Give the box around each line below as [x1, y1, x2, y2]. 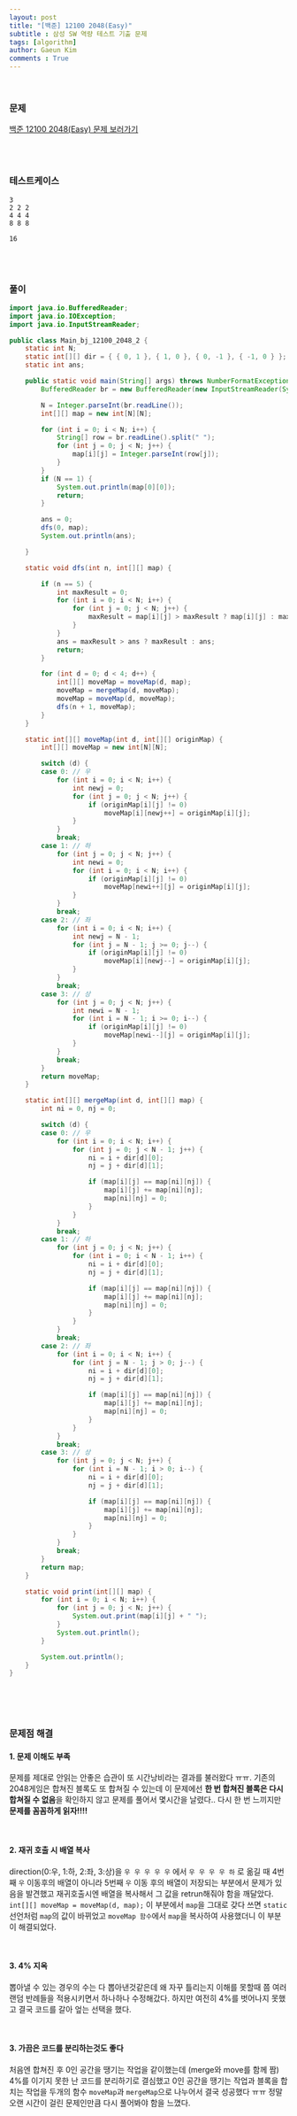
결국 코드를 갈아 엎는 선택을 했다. [18, 2004, 132, 2014]
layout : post [9, 12, 57, 22]
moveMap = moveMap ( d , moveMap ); [56, 694, 176, 704]
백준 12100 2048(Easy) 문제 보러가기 [9, 124, 139, 135]
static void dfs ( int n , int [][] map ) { [25, 563, 172, 572]
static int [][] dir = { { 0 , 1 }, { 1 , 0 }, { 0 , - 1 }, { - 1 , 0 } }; [25, 352, 287, 361]
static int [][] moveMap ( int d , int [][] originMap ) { [25, 735, 224, 744]
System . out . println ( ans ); [41, 532, 137, 541]
